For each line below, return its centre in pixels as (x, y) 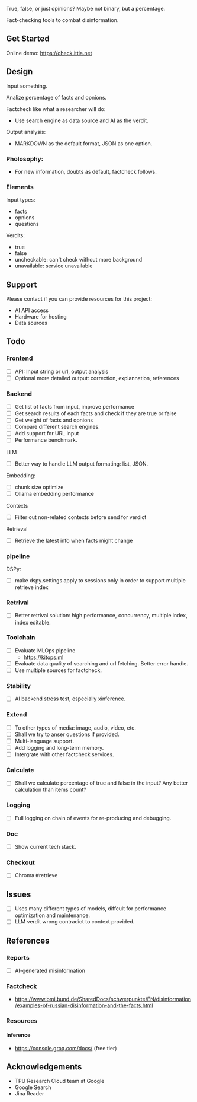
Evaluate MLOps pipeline (45, 650)
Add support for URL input (47, 434)
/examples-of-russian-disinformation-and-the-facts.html (84, 1005)
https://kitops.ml (43, 657)
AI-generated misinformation (50, 971)
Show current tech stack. (45, 847)
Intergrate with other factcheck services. (64, 754)
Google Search (33, 1087)
